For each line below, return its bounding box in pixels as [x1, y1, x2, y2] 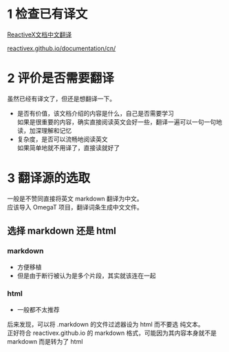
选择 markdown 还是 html [7, 225, 117, 237]
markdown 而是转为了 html [7, 337, 83, 345]
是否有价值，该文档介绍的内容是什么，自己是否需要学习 [17, 109, 174, 117]
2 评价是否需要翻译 [7, 70, 115, 86]
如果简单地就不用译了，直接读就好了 [17, 143, 120, 152]
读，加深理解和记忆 [17, 126, 72, 134]
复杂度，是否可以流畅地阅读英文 [17, 135, 108, 143]
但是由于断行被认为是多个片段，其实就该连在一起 [17, 271, 156, 280]
